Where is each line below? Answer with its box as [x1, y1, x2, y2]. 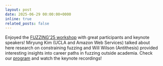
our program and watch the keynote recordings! [5, 55, 102, 62]
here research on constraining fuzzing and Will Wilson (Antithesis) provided [5, 45, 158, 51]
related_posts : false [5, 21, 50, 26]
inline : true [5, 16, 32, 21]
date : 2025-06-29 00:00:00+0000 [5, 12, 71, 17]
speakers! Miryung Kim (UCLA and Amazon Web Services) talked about [5, 40, 150, 46]
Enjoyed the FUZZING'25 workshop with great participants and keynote [5, 34, 150, 40]
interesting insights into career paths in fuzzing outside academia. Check [5, 50, 153, 56]
